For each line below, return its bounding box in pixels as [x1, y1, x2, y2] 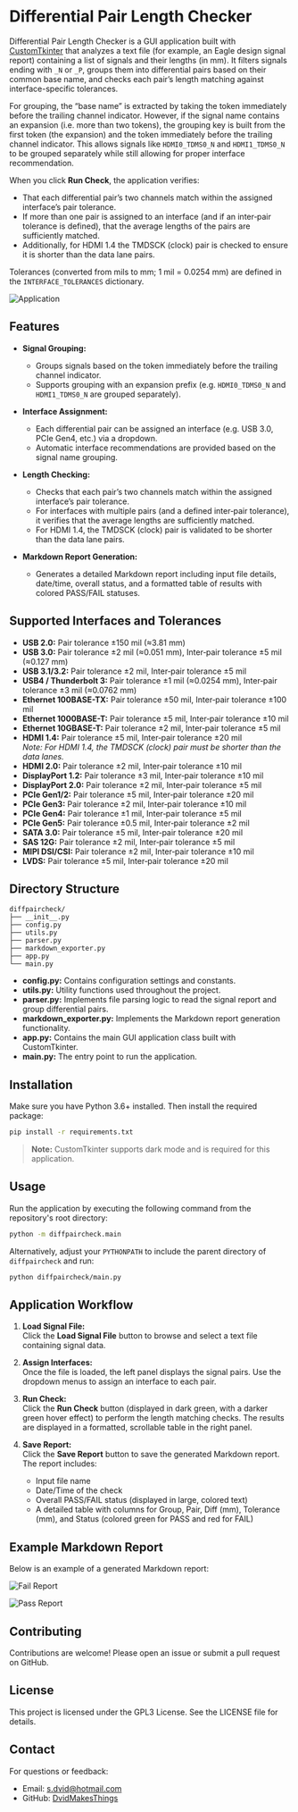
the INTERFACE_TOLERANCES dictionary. [9, 275, 145, 287]
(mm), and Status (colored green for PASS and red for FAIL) [35, 1514, 254, 1524]
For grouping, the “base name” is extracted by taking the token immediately [9, 100, 287, 111]
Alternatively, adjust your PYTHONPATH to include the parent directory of [9, 1246, 267, 1256]
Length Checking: [21, 469, 91, 480]
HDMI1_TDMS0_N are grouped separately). [35, 389, 181, 399]
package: [9, 1111, 44, 1121]
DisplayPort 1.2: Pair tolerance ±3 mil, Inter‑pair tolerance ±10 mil [21, 770, 264, 781]
